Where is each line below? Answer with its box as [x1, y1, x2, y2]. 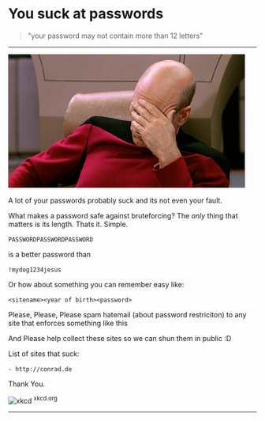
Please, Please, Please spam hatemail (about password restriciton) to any [8, 309, 247, 319]
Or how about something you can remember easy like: [8, 279, 185, 289]
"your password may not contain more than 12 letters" [27, 31, 203, 40]
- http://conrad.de [8, 365, 73, 373]
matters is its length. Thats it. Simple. [8, 219, 129, 229]
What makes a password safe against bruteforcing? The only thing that [8, 210, 238, 220]
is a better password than [8, 249, 91, 259]
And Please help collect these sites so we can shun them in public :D [8, 333, 232, 343]
